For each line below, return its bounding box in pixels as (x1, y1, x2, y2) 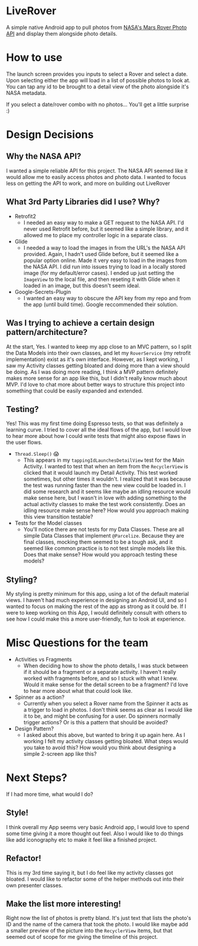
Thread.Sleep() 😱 (14, 450, 59, 458)
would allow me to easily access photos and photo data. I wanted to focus (6, 173, 187, 180)
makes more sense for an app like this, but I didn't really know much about (6, 375, 187, 382)
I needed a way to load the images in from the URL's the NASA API (23, 244, 186, 251)
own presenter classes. (6, 881, 63, 889)
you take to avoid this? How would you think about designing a (23, 744, 176, 751)
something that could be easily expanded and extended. (6, 387, 144, 394)
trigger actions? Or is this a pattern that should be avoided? (23, 719, 168, 726)
